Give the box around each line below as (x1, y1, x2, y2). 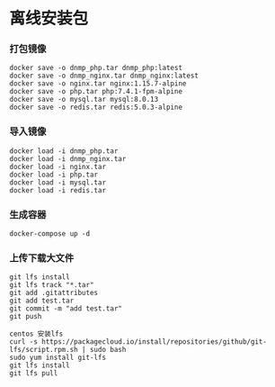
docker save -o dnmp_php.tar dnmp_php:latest (9, 64, 182, 73)
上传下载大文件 (9, 252, 75, 264)
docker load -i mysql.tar (9, 177, 106, 187)
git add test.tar (9, 296, 75, 306)
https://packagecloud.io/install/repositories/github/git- (41, 337, 268, 346)
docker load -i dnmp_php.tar (9, 146, 119, 156)
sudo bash (89, 346, 127, 355)
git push (9, 312, 42, 321)
